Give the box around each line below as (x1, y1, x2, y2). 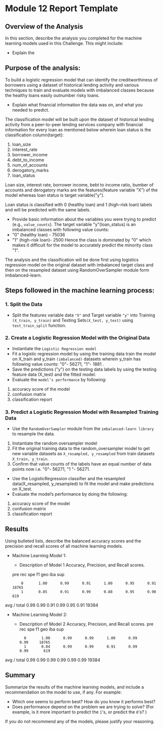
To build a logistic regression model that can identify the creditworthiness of (5, 76, 158, 83)
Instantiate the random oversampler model (12, 440, 97, 446)
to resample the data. (12, 431, 55, 437)
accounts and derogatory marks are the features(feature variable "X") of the (5, 187, 158, 193)
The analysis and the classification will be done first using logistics (5, 257, 139, 262)
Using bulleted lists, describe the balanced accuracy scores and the (5, 538, 141, 543)
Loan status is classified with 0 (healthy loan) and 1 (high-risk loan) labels (5, 202, 152, 207)
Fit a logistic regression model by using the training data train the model (12, 351, 156, 356)
